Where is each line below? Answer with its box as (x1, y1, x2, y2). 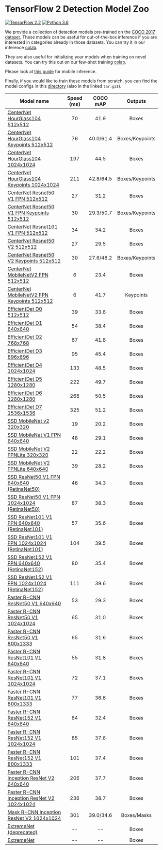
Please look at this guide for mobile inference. (5, 68, 97, 74)
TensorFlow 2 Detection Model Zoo (5, 3, 149, 15)
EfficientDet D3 (7, 347, 43, 354)
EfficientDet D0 (7, 305, 43, 312)
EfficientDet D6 (7, 389, 43, 396)
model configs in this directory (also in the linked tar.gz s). (5, 83, 122, 89)
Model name (19, 97, 49, 104)
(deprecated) (7, 829, 38, 835)
